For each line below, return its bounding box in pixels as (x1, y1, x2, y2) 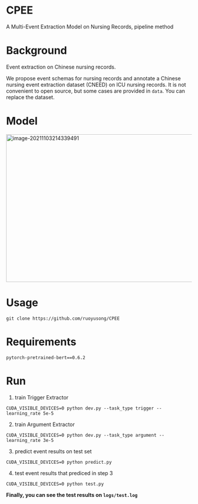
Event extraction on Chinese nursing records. (6, 63, 116, 70)
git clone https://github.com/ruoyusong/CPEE (6, 316, 120, 321)
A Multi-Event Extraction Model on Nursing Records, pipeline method (6, 23, 174, 30)
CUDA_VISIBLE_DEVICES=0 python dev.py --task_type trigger (6, 405, 154, 411)
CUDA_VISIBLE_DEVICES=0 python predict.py (6, 459, 112, 465)
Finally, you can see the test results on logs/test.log (6, 491, 138, 498)
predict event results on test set (14, 447, 92, 455)
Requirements (6, 335, 77, 349)
